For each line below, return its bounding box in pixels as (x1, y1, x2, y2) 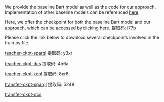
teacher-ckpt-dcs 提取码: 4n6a (5, 61, 69, 66)
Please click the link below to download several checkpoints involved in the (5, 34, 159, 40)
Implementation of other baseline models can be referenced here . (5, 9, 140, 15)
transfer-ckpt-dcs (5, 91, 42, 97)
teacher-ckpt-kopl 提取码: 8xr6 (5, 71, 69, 77)
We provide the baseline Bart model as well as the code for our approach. (5, 4, 156, 10)
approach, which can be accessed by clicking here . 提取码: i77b (5, 25, 136, 31)
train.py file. (5, 40, 30, 46)
